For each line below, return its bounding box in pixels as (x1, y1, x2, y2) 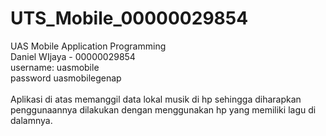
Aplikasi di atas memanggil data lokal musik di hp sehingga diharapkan (10, 93, 302, 105)
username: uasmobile (10, 61, 100, 73)
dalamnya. (10, 114, 53, 126)
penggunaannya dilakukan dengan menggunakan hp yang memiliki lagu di (10, 103, 317, 116)
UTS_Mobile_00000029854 (10, 7, 249, 30)
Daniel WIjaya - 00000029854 (10, 50, 136, 62)
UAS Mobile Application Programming (10, 40, 167, 52)
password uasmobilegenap (10, 72, 122, 84)
